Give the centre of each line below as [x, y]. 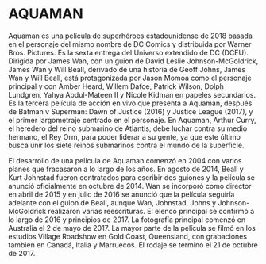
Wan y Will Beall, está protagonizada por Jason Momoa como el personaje [130, 78]
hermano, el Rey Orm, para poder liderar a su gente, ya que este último [124, 136]
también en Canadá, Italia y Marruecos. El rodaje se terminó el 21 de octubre [133, 245]
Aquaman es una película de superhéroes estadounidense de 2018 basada [130, 36]
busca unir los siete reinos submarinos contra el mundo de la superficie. [126, 145]
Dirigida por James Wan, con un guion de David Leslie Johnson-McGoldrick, [133, 61]
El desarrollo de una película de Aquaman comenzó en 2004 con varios [125, 160]
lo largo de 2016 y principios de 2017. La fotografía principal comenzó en [127, 220]
